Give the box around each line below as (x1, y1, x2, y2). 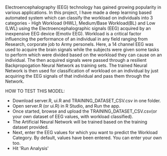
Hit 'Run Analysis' (12, 146, 49, 151)
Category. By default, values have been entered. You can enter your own (12, 135, 162, 141)
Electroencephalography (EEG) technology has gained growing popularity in (5, 4, 162, 10)
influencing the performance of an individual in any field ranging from (5, 36, 148, 42)
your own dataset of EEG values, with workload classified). (12, 114, 134, 119)
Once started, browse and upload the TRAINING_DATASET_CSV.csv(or (12, 108, 157, 114)
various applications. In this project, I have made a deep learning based (5, 9, 152, 15)
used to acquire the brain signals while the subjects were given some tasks (5, 47, 160, 52)
